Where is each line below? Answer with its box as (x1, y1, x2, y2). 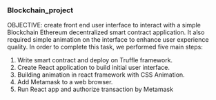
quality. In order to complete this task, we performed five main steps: (7, 43, 204, 51)
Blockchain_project (7, 5, 74, 15)
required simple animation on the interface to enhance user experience (7, 36, 209, 44)
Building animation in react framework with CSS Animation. (17, 71, 185, 79)
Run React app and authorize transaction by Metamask (17, 85, 174, 94)
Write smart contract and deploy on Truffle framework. (17, 56, 173, 64)
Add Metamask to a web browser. (17, 78, 113, 86)
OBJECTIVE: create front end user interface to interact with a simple (7, 21, 202, 29)
